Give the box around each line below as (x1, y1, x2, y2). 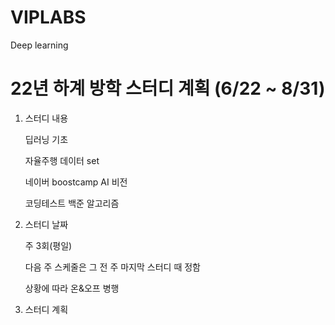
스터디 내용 (24, 112, 69, 124)
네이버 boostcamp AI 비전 (24, 176, 128, 188)
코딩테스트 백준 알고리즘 (24, 197, 120, 209)
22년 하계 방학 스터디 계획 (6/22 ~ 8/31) (10, 77, 326, 100)
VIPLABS (10, 6, 87, 29)
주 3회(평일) (24, 239, 73, 251)
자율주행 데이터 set (24, 154, 100, 166)
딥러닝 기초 (24, 133, 69, 145)
